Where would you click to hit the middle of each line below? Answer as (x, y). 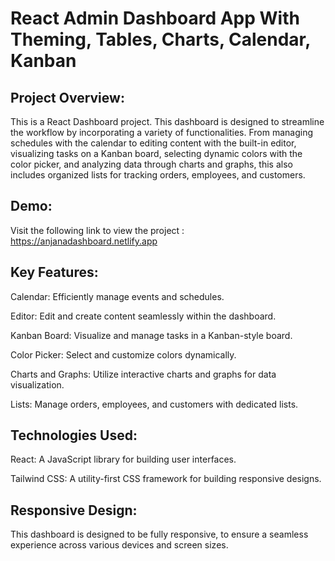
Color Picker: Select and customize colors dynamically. (123, 354)
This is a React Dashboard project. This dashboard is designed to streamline (167, 121)
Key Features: (54, 272)
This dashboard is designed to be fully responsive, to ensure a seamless (159, 534)
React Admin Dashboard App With (155, 18)
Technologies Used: (74, 435)
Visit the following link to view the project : (97, 230)
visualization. (37, 384)
